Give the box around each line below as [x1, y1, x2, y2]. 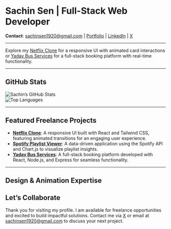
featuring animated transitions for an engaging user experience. [12, 135, 147, 141]
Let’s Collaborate [5, 193, 61, 202]
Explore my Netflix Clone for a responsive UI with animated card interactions [5, 47, 165, 53]
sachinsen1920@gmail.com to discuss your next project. [5, 218, 124, 224]
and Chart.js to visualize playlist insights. [12, 146, 98, 152]
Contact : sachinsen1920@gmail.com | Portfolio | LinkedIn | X [5, 33, 133, 39]
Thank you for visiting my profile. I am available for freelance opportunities [5, 207, 162, 213]
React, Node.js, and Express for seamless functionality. [12, 157, 129, 163]
